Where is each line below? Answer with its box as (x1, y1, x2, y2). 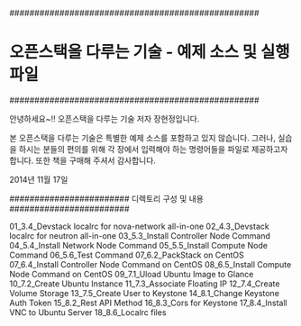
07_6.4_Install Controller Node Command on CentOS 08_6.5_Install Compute (9, 258, 292, 269)
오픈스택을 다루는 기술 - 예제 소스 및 (9, 42, 258, 62)
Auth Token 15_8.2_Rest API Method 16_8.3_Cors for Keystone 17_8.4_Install (9, 297, 287, 308)
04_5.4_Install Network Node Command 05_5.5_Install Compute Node (9, 240, 269, 250)
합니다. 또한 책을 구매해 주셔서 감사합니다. (9, 155, 156, 166)
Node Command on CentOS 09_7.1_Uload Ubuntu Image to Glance (9, 268, 254, 279)
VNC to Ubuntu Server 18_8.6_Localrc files (9, 306, 167, 318)
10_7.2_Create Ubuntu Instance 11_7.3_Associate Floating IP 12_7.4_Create (9, 278, 280, 289)
